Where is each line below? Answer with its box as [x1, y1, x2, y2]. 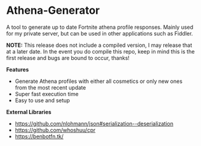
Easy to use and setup [14, 97, 70, 104]
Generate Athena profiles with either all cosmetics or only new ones [14, 78, 183, 85]
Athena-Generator [6, 4, 100, 17]
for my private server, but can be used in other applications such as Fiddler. [6, 29, 193, 37]
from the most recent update [14, 84, 86, 91]
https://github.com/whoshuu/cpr [14, 126, 96, 133]
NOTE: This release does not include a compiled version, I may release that [6, 41, 193, 49]
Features [6, 65, 29, 73]
